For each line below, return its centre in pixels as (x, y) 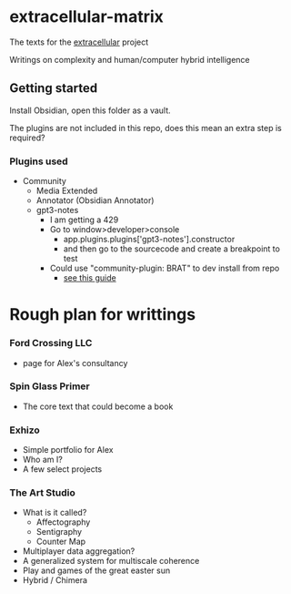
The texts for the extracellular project (79, 42)
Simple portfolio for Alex (68, 450)
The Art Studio (42, 493)
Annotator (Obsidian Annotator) (95, 200)
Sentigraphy (59, 532)
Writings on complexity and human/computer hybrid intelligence (130, 59)
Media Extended (67, 191)
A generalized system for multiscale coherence (111, 561)
